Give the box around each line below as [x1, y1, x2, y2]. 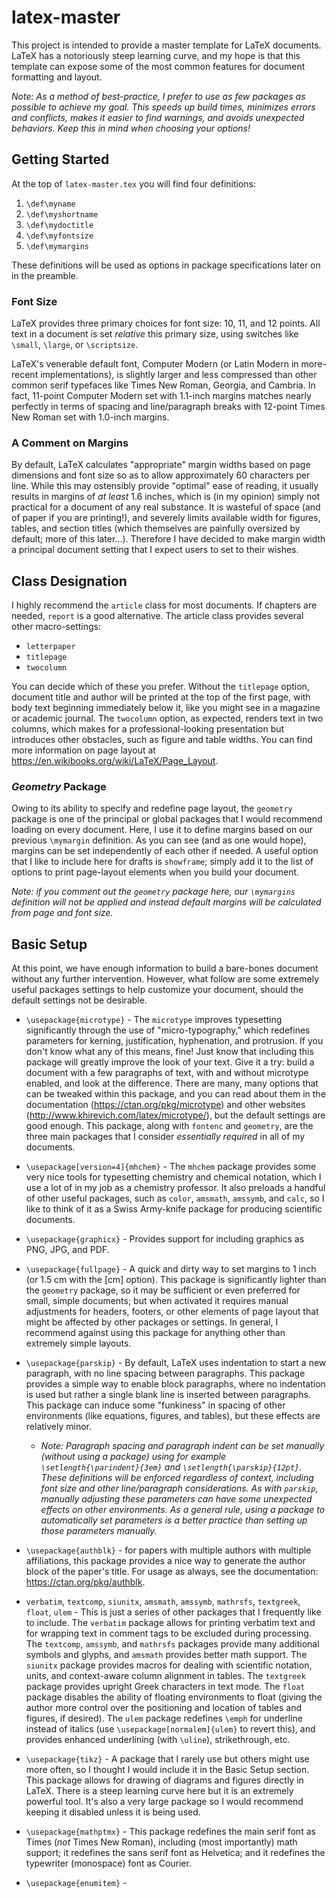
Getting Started [11, 151, 110, 168]
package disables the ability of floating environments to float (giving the [25, 1691, 323, 1703]
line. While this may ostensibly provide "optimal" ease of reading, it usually [11, 480, 319, 492]
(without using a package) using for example [40, 1451, 226, 1463]
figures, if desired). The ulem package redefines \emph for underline [25, 1712, 303, 1725]
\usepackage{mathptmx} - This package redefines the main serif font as [25, 1826, 316, 1838]
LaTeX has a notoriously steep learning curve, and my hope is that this [11, 49, 301, 61]
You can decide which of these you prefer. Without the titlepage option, [11, 681, 310, 693]
